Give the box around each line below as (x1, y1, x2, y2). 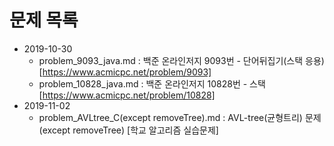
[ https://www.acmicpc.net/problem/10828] (38, 89, 216, 101)
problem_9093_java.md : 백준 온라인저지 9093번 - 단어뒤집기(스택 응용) (38, 54, 325, 66)
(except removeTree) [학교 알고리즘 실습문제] (38, 124, 219, 136)
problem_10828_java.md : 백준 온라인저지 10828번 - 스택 (38, 77, 266, 90)
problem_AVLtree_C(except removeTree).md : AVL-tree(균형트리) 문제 (38, 111, 322, 123)
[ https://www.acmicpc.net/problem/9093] (38, 66, 212, 78)
